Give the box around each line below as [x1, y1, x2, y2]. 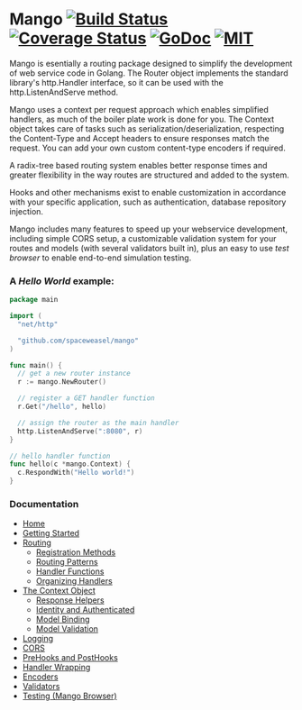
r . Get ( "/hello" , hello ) [17, 402, 106, 412]
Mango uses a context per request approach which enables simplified [9, 104, 269, 114]
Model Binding [35, 614, 90, 625]
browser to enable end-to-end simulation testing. [9, 252, 192, 263]
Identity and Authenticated [35, 605, 135, 615]
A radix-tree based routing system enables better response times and [9, 159, 268, 170]
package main [9, 296, 59, 305]
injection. [9, 205, 43, 216]
